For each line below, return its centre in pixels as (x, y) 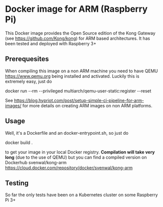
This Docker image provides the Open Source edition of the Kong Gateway (80, 33)
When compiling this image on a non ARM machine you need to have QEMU (81, 71)
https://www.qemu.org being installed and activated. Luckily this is (72, 76)
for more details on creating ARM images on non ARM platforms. (87, 105)
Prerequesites (27, 59)
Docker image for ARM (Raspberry (76, 9)
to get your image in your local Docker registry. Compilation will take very (80, 152)
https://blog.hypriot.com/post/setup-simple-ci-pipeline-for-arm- (79, 100)
